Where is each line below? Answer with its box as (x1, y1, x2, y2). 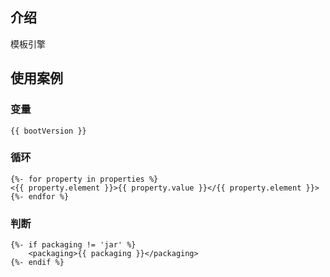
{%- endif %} (10, 258, 65, 268)
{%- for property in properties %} (10, 174, 159, 184)
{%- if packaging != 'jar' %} (10, 240, 137, 250)
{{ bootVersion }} (10, 126, 87, 136)
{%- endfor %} (10, 191, 70, 202)
